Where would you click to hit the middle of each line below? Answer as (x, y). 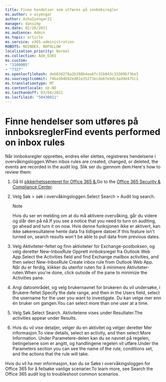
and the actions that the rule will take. (51, 354)
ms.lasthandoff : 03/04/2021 (34, 93)
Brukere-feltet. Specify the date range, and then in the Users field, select (86, 293)
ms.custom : (16, 60)
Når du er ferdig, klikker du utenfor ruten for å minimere (69, 267)
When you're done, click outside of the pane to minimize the (86, 273)
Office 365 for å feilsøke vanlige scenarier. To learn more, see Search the (79, 369)
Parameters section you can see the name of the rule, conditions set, (83, 349)
